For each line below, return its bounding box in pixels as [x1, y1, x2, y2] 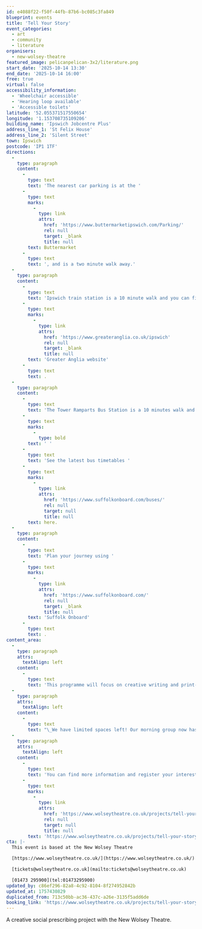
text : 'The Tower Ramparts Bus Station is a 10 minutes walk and [28, 407, 195, 413]
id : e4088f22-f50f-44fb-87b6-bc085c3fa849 [6, 8, 114, 15]
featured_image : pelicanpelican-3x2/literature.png [6, 59, 138, 65]
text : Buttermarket [28, 244, 77, 250]
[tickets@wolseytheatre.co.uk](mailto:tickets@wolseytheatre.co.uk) [11, 866, 187, 872]
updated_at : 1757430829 [6, 888, 66, 895]
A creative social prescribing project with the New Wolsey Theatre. [6, 916, 172, 924]
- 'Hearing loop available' [11, 98, 82, 104]
